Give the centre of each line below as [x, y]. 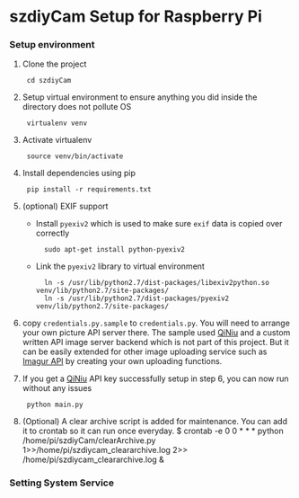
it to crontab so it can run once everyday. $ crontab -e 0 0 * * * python [153, 431]
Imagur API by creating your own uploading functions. [122, 361]
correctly [53, 233]
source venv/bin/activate [75, 156]
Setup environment [53, 45]
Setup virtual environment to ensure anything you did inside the [140, 97]
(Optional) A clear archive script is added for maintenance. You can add [154, 422]
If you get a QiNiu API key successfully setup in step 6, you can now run [155, 378]
